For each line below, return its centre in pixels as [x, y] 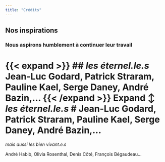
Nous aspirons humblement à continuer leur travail [69, 45]
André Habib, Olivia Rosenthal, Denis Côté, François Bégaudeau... [74, 154]
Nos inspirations [32, 31]
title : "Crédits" [23, 10]
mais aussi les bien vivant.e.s [36, 144]
